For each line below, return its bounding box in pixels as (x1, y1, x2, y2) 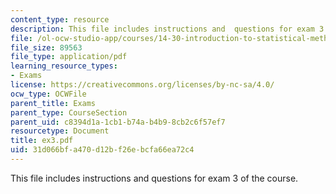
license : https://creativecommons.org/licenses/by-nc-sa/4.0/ (10, 80, 275, 90)
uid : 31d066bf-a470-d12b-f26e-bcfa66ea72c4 (10, 145, 195, 155)
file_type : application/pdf (10, 52, 128, 62)
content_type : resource (10, 14, 110, 25)
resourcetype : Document (10, 126, 110, 136)
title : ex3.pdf (10, 136, 74, 146)
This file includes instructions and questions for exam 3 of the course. (10, 172, 299, 184)
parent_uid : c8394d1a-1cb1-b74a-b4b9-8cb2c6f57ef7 (10, 117, 226, 127)
